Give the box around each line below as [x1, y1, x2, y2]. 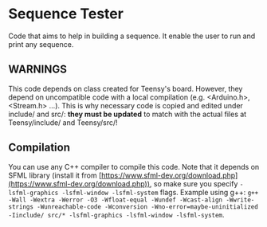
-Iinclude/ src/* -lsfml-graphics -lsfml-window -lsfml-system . [8, 209, 225, 219]
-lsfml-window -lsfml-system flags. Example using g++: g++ [61, 187, 259, 197]
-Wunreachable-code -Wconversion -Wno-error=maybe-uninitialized [37, 202, 259, 211]
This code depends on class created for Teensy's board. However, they [8, 84, 243, 93]
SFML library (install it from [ [8, 170, 102, 180]
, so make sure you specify [149, 178, 238, 188]
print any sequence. [8, 39, 74, 49]
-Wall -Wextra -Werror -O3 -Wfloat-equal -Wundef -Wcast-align [8, 196, 223, 204]
